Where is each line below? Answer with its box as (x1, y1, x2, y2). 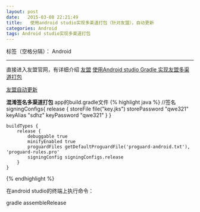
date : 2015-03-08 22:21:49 (6, 14, 79, 20)
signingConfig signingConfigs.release (27, 154, 124, 160)
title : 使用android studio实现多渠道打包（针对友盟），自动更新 (6, 20, 154, 26)
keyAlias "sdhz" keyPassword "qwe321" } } (6, 112, 112, 119)
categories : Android (6, 25, 58, 31)
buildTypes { (6, 123, 39, 129)
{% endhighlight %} (6, 175, 55, 182)
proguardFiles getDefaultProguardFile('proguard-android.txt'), (27, 144, 190, 150)
